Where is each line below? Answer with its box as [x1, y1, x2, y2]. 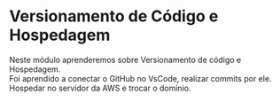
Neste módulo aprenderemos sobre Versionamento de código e [9, 54, 242, 65]
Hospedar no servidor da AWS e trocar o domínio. [9, 82, 191, 93]
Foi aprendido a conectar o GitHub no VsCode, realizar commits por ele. [9, 73, 272, 83]
